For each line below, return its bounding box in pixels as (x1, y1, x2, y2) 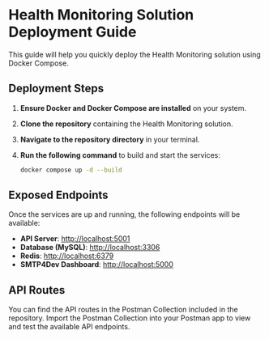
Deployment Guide (8, 23, 137, 41)
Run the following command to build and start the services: (19, 150, 220, 159)
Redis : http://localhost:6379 (19, 251, 114, 261)
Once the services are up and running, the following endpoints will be (8, 210, 241, 219)
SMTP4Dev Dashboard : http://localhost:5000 (19, 260, 174, 269)
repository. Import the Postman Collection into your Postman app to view (8, 313, 251, 323)
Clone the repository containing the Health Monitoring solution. (19, 119, 233, 129)
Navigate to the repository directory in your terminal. (19, 134, 200, 144)
